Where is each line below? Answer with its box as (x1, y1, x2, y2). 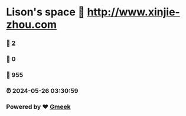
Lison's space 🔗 (6, 5, 85, 19)
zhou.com (6, 18, 57, 31)
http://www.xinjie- (87, 5, 180, 19)
